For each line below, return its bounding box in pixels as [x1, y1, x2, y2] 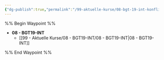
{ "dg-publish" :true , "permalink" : [4, 7, 73, 12]
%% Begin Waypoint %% [4, 20, 56, 26]
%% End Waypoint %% [4, 49, 52, 55]
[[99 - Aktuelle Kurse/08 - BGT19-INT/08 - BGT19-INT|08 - [19, 35, 138, 41]
